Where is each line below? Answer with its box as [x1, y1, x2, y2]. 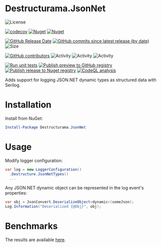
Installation [5, 99, 52, 111]
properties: [5, 190, 27, 196]
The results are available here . [5, 237, 66, 243]
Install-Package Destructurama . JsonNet [5, 125, 86, 130]
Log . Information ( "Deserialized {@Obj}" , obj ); [5, 204, 101, 209]
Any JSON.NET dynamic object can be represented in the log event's [5, 185, 144, 191]
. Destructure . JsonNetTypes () [9, 172, 69, 177]
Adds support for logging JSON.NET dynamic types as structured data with [5, 77, 157, 83]
